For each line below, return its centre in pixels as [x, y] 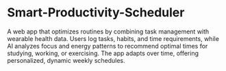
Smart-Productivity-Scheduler [96, 13]
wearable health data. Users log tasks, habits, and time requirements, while [113, 38]
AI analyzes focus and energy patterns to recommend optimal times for [108, 46]
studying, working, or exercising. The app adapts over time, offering [103, 53]
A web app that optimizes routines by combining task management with [108, 31]
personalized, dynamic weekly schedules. [66, 60]
